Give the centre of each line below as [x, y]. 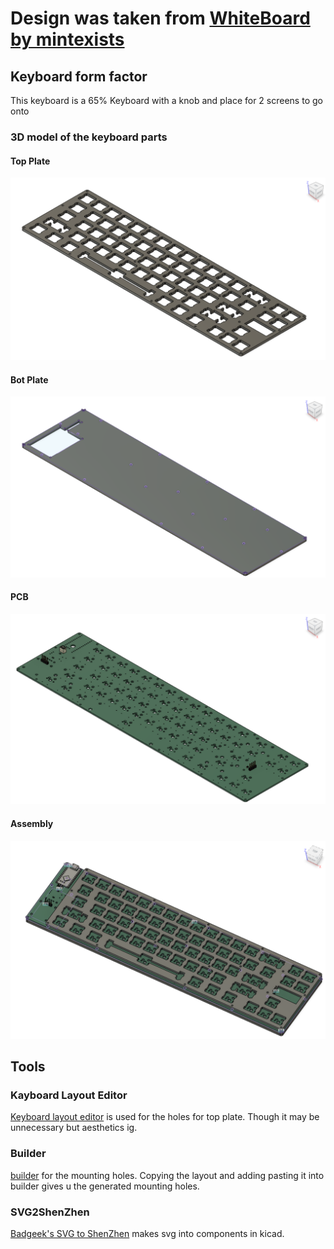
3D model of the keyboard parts [89, 137]
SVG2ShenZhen [50, 1212]
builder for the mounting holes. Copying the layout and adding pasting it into [167, 1175]
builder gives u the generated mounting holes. [105, 1186]
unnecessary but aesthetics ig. [74, 1128]
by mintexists [67, 39]
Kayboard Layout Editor [69, 1095]
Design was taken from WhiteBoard [160, 18]
